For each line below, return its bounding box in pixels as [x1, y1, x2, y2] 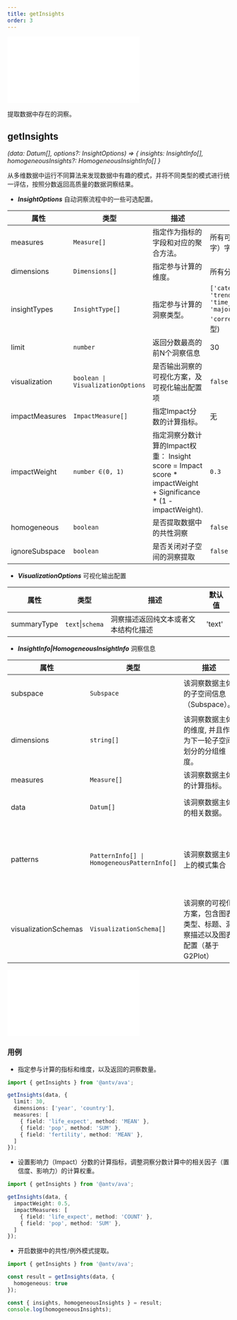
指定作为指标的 [152, 227, 202, 237]
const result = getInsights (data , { [7, 1273, 115, 1280]
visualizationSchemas [11, 924, 83, 934]
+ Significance [152, 487, 201, 497]
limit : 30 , [13, 1098, 46, 1105]
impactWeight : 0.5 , [13, 1200, 71, 1208]
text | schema [65, 619, 104, 629]
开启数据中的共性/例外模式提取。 [17, 1247, 113, 1255]
